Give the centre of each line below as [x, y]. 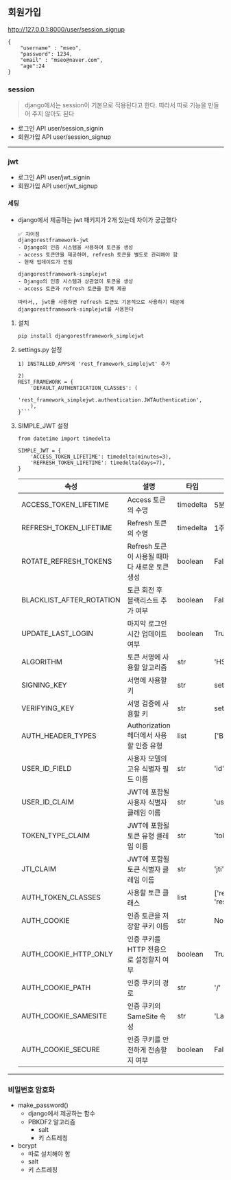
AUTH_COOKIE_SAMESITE [64, 1016]
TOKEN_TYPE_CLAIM [56, 835]
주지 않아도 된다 [53, 114]
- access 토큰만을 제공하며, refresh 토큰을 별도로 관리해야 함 [98, 254]
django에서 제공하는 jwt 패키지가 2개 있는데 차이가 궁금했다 [97, 219]
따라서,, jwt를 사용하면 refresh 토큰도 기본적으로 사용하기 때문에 [101, 302]
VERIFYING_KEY [48, 708]
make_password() [43, 1105]
